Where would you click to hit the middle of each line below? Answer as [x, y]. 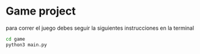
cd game [16, 39]
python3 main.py [26, 45]
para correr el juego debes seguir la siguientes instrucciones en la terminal [100, 28]
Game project [41, 11]
